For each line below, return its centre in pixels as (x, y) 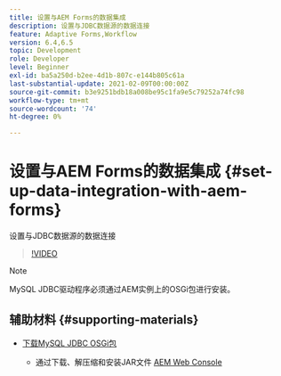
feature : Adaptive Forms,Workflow (73, 34)
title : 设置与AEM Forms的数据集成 (68, 17)
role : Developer (39, 59)
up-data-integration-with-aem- (128, 191)
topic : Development (45, 51)
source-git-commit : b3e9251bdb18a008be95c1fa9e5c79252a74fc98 (127, 92)
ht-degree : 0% (36, 117)
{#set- (248, 172)
